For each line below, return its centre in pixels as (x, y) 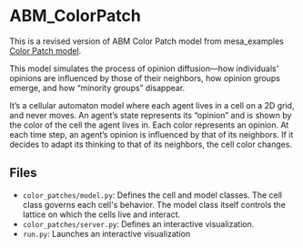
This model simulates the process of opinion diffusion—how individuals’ (144, 68)
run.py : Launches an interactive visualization (106, 233)
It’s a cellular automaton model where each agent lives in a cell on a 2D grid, (152, 105)
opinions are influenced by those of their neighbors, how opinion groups (145, 77)
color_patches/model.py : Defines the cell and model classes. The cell (152, 195)
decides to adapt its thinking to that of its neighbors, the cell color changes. (151, 144)
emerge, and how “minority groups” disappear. (97, 88)
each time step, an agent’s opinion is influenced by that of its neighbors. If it (151, 134)
